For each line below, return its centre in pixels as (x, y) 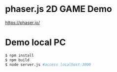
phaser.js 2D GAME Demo (58, 9)
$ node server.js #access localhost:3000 (48, 65)
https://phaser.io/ (23, 23)
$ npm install (20, 55)
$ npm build (17, 60)
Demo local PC (36, 42)
